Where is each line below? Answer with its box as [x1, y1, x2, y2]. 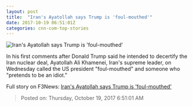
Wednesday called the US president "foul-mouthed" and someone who [6, 66, 181, 73]
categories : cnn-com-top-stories [6, 25, 89, 31]
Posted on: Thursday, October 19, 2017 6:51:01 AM [20, 95, 144, 102]
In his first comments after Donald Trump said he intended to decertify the [6, 53, 188, 60]
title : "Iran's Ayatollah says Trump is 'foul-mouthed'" [6, 14, 153, 20]
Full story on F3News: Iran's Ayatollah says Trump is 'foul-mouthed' [6, 83, 172, 90]
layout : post [6, 8, 39, 15]
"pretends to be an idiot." [6, 72, 68, 79]
